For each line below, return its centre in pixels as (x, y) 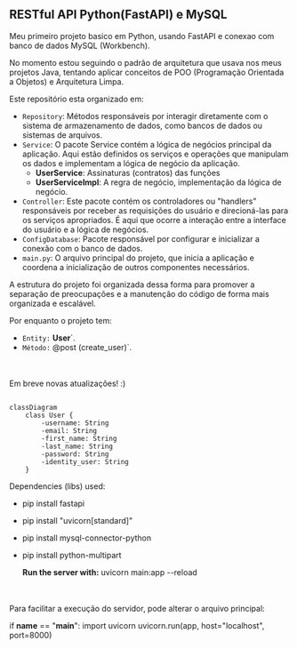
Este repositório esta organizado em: (76, 99)
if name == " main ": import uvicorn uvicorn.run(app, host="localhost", (137, 625)
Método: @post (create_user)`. (77, 347)
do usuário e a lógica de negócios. (85, 229)
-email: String (69, 430)
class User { (49, 415)
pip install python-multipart (72, 555)
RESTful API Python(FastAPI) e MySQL (118, 15)
